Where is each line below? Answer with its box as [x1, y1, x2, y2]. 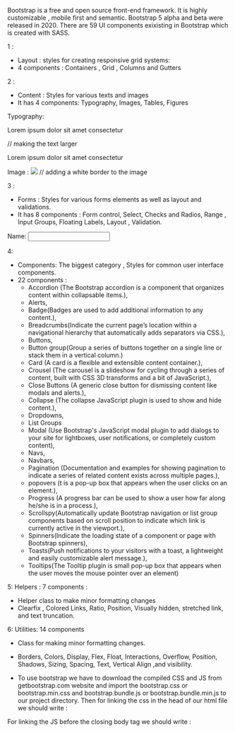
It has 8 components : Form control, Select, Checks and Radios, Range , [17, 210, 227, 219]
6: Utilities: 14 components [7, 625, 85, 633]
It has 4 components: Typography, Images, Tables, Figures [17, 98, 188, 107]
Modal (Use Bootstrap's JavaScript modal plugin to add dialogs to [28, 426, 219, 434]
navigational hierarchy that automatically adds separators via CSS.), [28, 328, 226, 337]
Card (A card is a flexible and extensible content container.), [28, 359, 203, 366]
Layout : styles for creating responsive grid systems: [17, 56, 171, 64]
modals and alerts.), [28, 388, 86, 397]
